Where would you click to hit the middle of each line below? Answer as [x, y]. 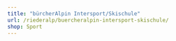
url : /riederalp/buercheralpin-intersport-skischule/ [88, 20]
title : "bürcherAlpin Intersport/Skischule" [74, 14]
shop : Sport [25, 26]
